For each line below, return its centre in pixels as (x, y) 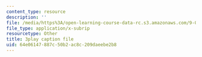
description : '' (26, 17)
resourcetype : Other (32, 34)
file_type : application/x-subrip (48, 28)
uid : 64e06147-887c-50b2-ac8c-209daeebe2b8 (62, 45)
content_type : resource (36, 12)
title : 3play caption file (40, 39)
